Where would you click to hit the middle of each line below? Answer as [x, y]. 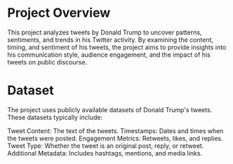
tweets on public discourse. [47, 62]
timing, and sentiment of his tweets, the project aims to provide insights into [117, 47]
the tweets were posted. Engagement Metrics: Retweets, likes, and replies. [115, 138]
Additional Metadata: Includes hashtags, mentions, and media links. [105, 153]
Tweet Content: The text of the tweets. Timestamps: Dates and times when [115, 130]
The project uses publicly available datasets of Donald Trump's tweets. [110, 109]
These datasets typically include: [55, 117]
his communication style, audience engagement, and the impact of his [109, 55]
